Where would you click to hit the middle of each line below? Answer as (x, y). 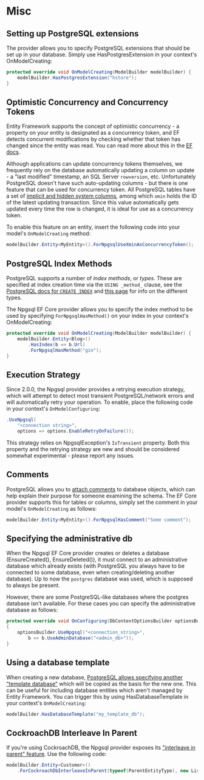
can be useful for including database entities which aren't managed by (94, 690)
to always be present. (33, 585)
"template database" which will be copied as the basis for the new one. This (101, 684)
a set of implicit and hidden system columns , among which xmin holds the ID (102, 196)
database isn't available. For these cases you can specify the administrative (101, 603)
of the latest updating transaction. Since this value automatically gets (93, 203)
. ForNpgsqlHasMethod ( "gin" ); (65, 350)
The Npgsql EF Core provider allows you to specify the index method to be (100, 309)
